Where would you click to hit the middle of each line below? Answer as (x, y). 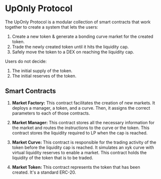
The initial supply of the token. (42, 70)
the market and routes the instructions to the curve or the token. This (81, 128)
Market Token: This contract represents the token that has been (76, 167)
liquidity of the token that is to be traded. (52, 158)
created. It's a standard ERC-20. (44, 172)
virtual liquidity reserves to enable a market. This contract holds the (79, 152)
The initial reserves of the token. (44, 76)
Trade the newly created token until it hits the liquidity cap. (70, 47)
